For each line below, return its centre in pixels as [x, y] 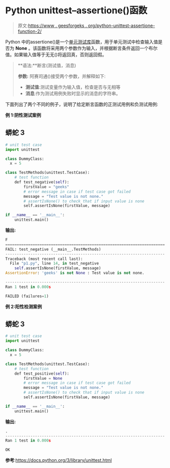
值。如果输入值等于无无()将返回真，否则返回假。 [56, 55]
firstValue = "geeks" [47, 187]
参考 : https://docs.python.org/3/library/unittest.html [59, 460]
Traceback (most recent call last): [44, 259]
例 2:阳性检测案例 [24, 306]
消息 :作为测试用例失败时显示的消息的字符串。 [73, 93]
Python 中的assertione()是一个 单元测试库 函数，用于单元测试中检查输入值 [82, 42]
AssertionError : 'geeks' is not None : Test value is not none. [75, 273]
